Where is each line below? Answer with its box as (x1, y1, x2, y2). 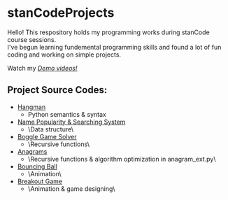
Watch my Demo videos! (7, 64, 78, 72)
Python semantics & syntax (27, 110, 106, 118)
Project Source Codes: (7, 84, 108, 96)
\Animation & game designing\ (27, 184, 115, 193)
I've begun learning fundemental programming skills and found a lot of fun (7, 43, 222, 51)
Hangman (17, 103, 46, 111)
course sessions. (7, 35, 57, 43)
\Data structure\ (27, 124, 73, 134)
